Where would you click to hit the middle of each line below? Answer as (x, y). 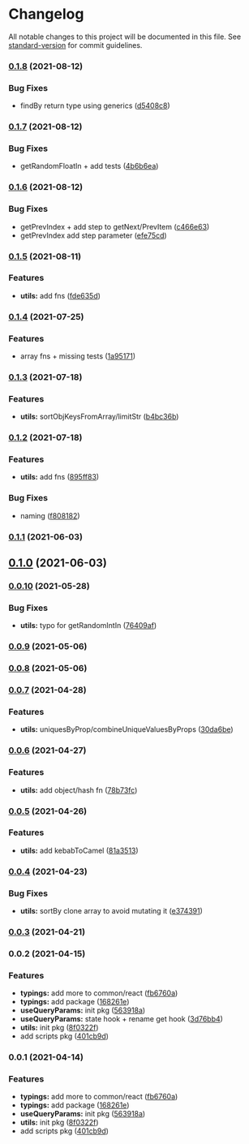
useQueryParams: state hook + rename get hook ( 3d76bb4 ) (121, 1019)
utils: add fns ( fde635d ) (60, 295)
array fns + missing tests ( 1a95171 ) (78, 356)
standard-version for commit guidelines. (75, 45)
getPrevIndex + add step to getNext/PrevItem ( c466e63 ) (115, 226)
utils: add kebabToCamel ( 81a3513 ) (79, 850)
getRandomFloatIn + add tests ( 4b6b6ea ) (89, 166)
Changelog (46, 14)
